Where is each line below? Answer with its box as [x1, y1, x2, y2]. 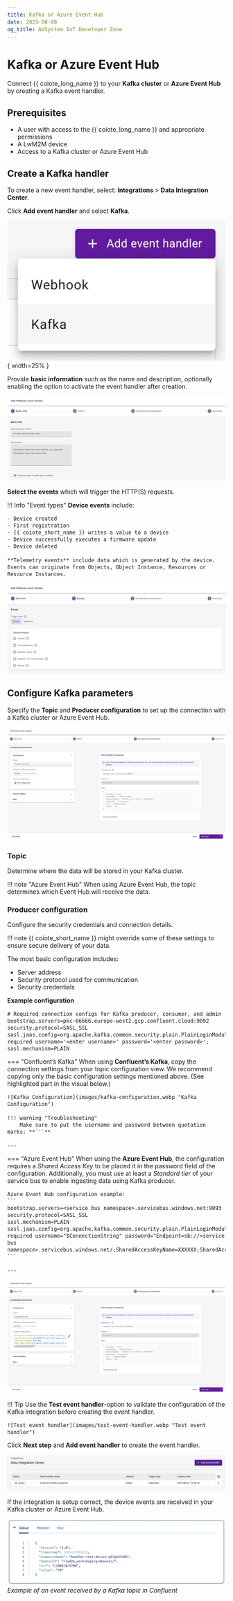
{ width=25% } [7, 361, 50, 370]
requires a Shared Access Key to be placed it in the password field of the [7, 1162, 216, 1170]
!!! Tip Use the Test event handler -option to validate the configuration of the [7, 1400, 225, 1408]
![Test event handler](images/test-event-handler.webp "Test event [7, 1421, 207, 1428]
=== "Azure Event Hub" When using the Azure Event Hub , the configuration [7, 1154, 225, 1163]
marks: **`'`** [7, 1129, 51, 1136]
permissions [17, 132, 53, 141]
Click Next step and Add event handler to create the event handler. [7, 1441, 200, 1449]
